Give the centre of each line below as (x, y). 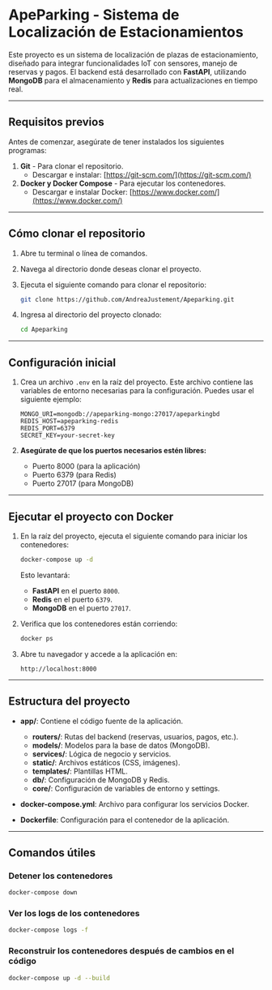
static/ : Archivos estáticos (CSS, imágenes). (106, 762)
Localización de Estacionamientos (126, 32)
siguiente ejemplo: (51, 400)
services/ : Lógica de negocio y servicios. (102, 754)
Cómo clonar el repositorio (77, 234)
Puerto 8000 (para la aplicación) (86, 466)
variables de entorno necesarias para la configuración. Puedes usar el (137, 391)
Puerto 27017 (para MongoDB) (83, 483)
